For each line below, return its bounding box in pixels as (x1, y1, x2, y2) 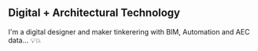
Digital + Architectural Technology (8, 6, 181, 20)
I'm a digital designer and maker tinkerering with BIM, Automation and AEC (8, 27, 250, 36)
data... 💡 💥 (8, 35, 42, 45)
